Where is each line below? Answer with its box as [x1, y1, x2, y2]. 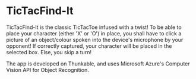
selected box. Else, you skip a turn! [6, 48, 92, 55]
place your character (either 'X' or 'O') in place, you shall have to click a [6, 29, 182, 37]
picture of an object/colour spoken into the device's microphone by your [6, 36, 184, 43]
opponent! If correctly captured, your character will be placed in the [6, 42, 172, 50]
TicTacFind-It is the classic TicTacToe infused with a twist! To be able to [6, 24, 182, 31]
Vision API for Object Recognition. [6, 66, 89, 73]
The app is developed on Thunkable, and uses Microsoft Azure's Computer [6, 60, 190, 67]
